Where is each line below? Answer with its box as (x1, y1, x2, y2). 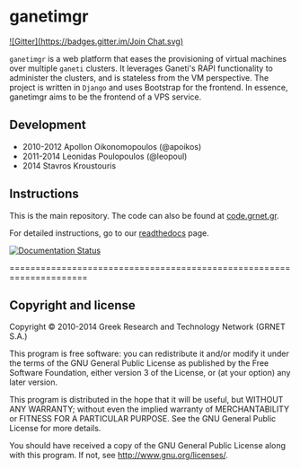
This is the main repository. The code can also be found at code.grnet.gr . (9, 210, 280, 221)
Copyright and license (9, 298, 137, 313)
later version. (9, 377, 58, 387)
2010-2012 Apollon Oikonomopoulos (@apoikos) (22, 141, 202, 152)
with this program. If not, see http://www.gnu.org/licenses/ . (9, 450, 229, 461)
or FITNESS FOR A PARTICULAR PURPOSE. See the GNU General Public (9, 413, 277, 424)
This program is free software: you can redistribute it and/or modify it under (9, 348, 289, 360)
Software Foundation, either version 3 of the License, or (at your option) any (9, 368, 291, 378)
